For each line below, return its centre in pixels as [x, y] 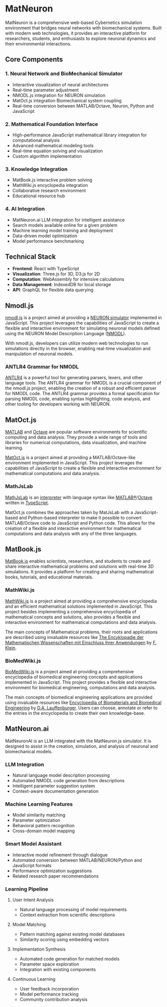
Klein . [11, 648]
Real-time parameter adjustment [45, 90]
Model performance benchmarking [48, 241]
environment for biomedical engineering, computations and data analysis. [81, 687]
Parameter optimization [36, 820]
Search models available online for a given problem [65, 225]
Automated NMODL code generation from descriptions [68, 781]
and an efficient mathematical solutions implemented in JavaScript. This [79, 606]
